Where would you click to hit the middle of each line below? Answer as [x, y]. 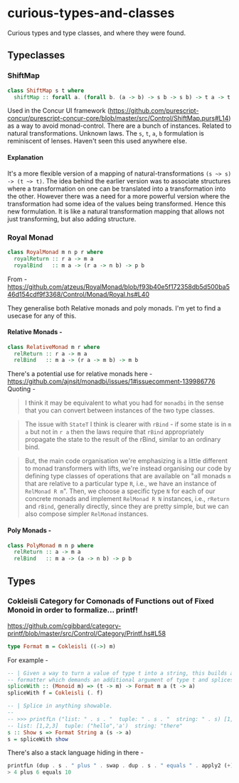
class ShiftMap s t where [46, 91]
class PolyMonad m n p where [51, 545]
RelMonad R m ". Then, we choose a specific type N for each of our [120, 491]
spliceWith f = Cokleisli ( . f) [55, 693]
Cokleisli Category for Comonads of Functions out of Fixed [111, 601]
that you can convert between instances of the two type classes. [120, 410]
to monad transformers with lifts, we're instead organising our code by [128, 468]
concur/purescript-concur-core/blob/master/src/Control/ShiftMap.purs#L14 [118, 118]
